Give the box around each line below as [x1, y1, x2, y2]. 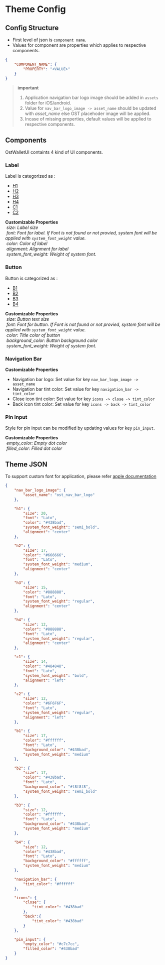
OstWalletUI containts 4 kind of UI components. [5, 149, 103, 155]
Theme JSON [5, 460, 47, 468]
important [17, 85, 39, 91]
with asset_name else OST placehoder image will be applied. [24, 110, 151, 116]
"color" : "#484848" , [23, 664, 66, 669]
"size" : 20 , [23, 511, 48, 516]
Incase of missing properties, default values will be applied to [24, 116, 151, 122]
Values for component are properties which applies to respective [12, 42, 146, 48]
